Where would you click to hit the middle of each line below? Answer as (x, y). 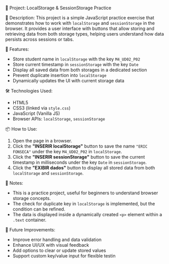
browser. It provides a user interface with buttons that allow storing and (80, 28)
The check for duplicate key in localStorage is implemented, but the (84, 204)
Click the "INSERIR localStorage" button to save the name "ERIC (80, 146)
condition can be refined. (39, 209)
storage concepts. (32, 198)
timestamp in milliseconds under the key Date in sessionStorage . (80, 162)
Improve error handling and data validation (57, 240)
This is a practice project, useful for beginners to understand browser (85, 193)
